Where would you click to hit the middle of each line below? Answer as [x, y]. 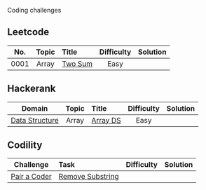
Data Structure [35, 120]
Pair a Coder [32, 177]
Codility [25, 145]
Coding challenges [34, 10]
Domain [35, 108]
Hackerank [32, 89]
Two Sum [77, 64]
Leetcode [28, 32]
